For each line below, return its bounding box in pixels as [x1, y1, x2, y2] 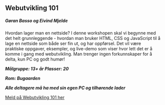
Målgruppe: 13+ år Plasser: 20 [5, 66, 69, 72]
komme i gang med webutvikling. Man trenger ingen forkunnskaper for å [5, 51, 153, 57]
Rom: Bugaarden [5, 75, 41, 81]
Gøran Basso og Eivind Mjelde [5, 17, 68, 24]
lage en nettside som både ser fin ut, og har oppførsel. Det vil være [5, 40, 141, 46]
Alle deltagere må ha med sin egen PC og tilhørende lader [5, 85, 126, 91]
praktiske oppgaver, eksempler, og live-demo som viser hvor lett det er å [5, 46, 153, 52]
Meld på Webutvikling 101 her [5, 95, 65, 101]
